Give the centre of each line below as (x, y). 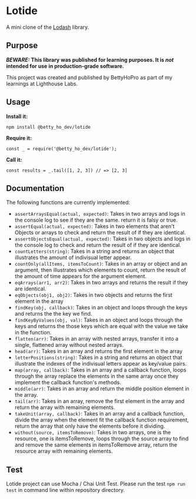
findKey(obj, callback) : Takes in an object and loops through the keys (101, 307)
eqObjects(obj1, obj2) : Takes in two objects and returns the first (93, 295)
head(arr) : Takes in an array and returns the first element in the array (98, 351)
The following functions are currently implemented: (68, 202)
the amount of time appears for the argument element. (81, 276)
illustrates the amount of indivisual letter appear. (73, 257)
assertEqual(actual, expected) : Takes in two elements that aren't (94, 226)
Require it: (19, 138)
